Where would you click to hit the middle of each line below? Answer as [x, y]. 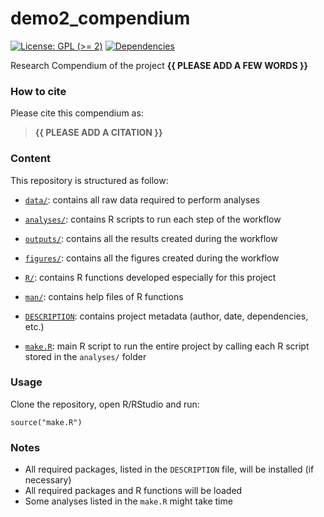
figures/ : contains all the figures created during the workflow [152, 258]
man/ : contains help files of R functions [104, 296]
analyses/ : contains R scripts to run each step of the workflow [153, 219]
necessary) [48, 480]
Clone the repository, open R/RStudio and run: [105, 404]
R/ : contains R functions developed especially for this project [150, 277]
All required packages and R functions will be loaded [133, 491]
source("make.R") [46, 422]
